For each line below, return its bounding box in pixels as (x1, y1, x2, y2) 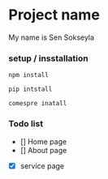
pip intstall (8, 85, 53, 94)
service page (19, 160, 65, 171)
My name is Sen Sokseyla (8, 32, 95, 42)
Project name (8, 6, 100, 24)
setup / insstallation (8, 53, 89, 64)
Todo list (8, 118, 43, 130)
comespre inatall (8, 100, 67, 108)
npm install (8, 71, 49, 79)
